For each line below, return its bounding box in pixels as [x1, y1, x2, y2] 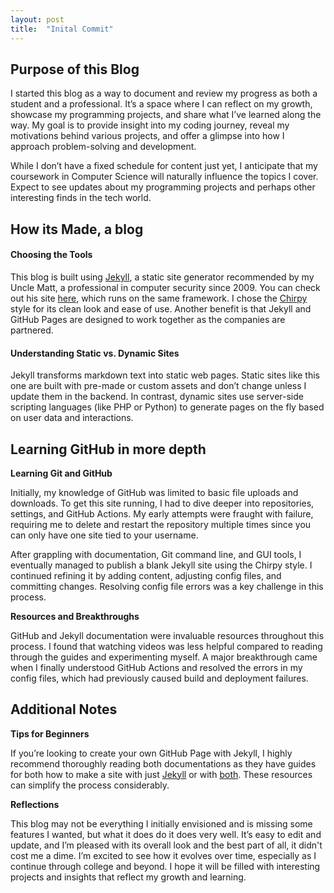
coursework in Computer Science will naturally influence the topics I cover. [10, 171, 319, 183]
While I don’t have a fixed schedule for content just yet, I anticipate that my [10, 160, 318, 172]
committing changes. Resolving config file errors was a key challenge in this [10, 580, 324, 592]
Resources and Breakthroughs [10, 610, 140, 622]
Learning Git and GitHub [10, 467, 113, 479]
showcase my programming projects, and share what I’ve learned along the [10, 109, 322, 121]
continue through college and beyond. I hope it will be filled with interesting [10, 860, 321, 872]
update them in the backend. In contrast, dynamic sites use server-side [10, 391, 304, 403]
